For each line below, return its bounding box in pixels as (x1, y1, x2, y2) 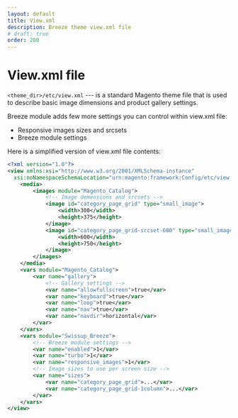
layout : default (7, 10, 55, 18)
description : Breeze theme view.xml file (7, 23, 132, 31)
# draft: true (7, 30, 50, 38)
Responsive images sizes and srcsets (17, 126, 127, 135)
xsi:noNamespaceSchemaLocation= (13, 174, 110, 181)
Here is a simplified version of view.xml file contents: (7, 147, 161, 156)
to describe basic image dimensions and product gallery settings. (7, 99, 198, 107)
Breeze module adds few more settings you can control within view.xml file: (7, 112, 228, 121)
